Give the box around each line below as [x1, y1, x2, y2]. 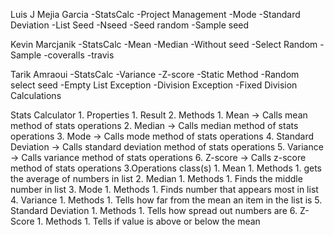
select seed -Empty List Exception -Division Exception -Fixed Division [10, 79, 298, 91]
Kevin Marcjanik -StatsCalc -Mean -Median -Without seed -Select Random [10, 39, 318, 50]
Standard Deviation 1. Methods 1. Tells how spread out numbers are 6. [10, 205, 298, 216]
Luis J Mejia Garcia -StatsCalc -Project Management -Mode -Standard [10, 9, 301, 20]
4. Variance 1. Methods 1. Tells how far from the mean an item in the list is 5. [10, 194, 323, 206]
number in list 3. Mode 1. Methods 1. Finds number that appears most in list [10, 184, 319, 195]
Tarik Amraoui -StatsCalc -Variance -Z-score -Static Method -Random [10, 69, 300, 80]
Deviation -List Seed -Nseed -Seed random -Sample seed [10, 19, 250, 31]
